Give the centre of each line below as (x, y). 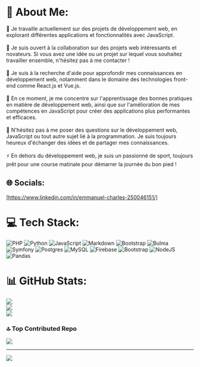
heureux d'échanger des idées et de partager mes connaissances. (87, 142)
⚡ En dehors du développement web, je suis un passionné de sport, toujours (100, 155)
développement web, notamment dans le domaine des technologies (89, 79)
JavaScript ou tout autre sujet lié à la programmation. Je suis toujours (91, 136)
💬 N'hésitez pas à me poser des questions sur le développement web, (92, 130)
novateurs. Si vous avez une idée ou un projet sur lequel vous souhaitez (94, 54)
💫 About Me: (37, 12)
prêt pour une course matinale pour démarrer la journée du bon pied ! (91, 164)
